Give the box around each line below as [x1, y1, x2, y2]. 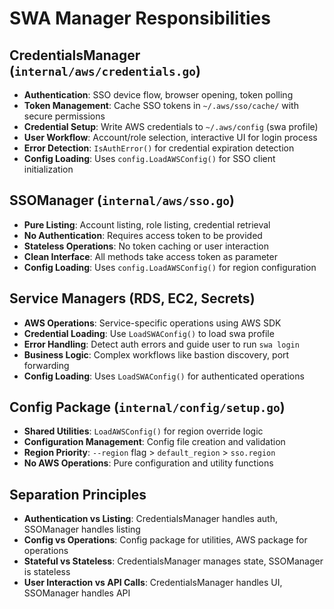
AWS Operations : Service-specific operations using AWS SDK [23, 317, 282, 329]
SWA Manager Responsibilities [9, 7, 271, 30]
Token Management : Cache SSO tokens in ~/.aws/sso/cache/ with [23, 100, 299, 111]
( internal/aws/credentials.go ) [9, 62, 201, 79]
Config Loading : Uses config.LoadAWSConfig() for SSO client [23, 153, 276, 164]
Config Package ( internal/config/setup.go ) [9, 399, 286, 416]
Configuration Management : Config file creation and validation [23, 436, 286, 448]
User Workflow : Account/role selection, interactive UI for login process [23, 132, 318, 143]
